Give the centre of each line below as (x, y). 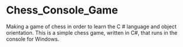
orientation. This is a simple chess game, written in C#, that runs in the (92, 32)
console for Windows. (33, 39)
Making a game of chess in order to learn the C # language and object (91, 26)
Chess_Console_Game (62, 10)
